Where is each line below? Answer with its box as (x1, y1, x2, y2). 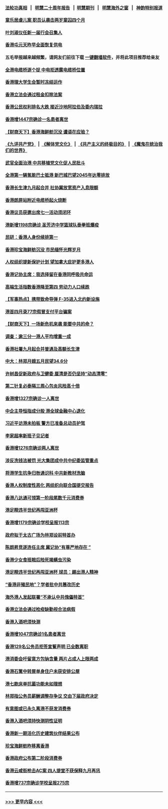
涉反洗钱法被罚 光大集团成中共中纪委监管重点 (5, 457, 98, 463)
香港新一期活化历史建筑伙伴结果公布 (5, 730, 80, 736)
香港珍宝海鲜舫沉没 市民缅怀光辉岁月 (5, 246, 81, 253)
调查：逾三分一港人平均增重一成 (5, 333, 71, 339)
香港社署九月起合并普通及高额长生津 (5, 346, 80, 352)
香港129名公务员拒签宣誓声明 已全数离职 (5, 643, 88, 649)
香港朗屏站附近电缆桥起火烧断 (5, 197, 66, 203)
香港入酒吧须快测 (5, 619, 40, 625)
